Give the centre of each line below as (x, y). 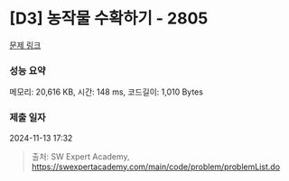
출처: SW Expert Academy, (80, 156)
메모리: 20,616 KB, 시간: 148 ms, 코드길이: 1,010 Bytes (106, 92)
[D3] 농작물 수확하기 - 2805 (109, 18)
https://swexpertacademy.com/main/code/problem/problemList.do (156, 167)
